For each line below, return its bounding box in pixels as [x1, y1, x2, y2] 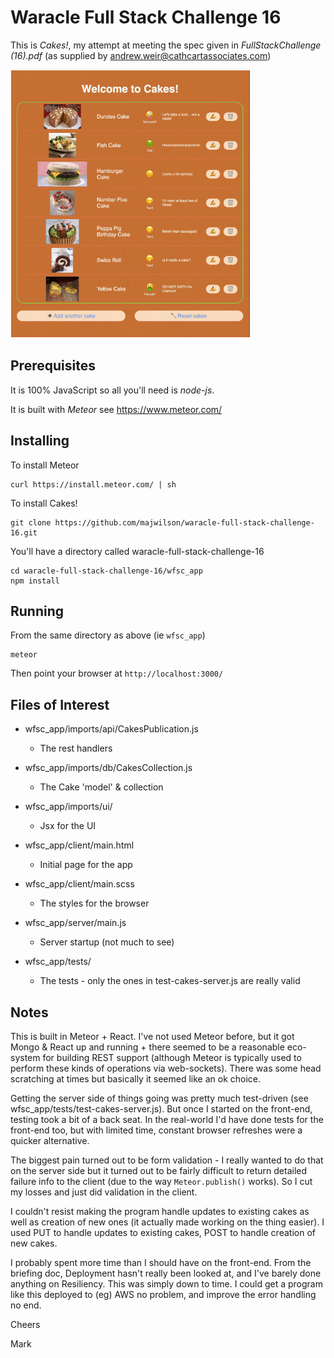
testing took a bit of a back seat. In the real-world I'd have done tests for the [10, 1114, 324, 1125]
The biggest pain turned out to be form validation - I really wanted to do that [10, 1154, 324, 1166]
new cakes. [10, 1237, 58, 1249]
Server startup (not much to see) [39, 936, 175, 948]
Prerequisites [10, 357, 96, 375]
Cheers [10, 1319, 41, 1330]
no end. [10, 1299, 42, 1311]
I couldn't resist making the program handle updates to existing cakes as [10, 1206, 310, 1217]
